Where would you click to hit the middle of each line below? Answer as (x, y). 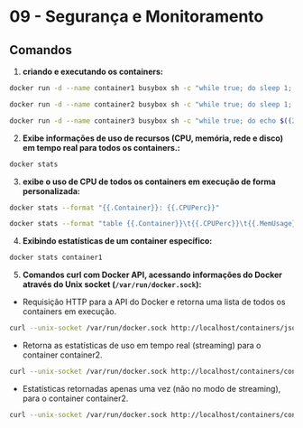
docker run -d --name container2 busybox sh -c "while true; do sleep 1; (151, 104)
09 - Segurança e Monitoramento (137, 17)
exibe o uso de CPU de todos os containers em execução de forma (149, 181)
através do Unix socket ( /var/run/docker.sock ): (112, 284)
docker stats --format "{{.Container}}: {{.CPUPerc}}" (115, 208)
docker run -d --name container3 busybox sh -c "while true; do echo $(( (151, 121)
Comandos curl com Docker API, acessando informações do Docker (152, 275)
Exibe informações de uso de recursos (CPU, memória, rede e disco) (153, 138)
